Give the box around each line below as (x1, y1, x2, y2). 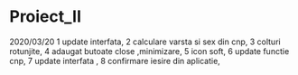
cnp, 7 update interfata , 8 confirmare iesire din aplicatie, (9, 55, 221, 66)
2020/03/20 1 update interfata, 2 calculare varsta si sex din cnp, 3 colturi (9, 36, 282, 47)
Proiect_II (9, 6, 82, 27)
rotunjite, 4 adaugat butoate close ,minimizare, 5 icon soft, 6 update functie (9, 45, 290, 56)
